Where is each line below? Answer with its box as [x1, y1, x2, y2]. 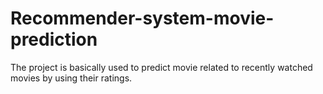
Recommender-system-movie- [10, 7, 275, 30]
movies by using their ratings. [10, 72, 133, 84]
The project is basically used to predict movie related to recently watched [10, 61, 313, 73]
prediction [10, 28, 98, 51]
